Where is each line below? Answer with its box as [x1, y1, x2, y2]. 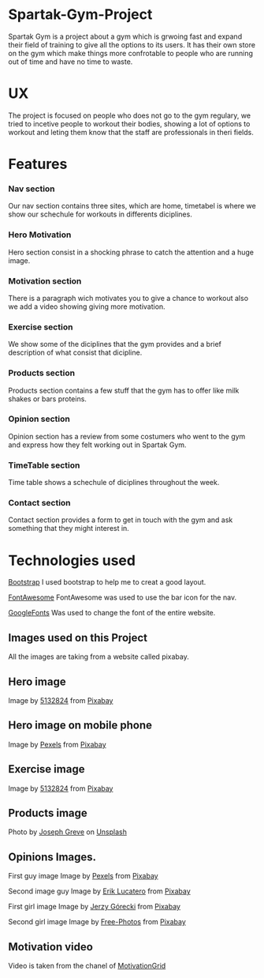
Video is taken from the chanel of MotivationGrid [8, 961, 166, 971]
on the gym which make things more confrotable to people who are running [8, 48, 254, 58]
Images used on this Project [8, 630, 148, 645]
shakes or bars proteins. [8, 393, 87, 404]
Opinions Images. [8, 850, 97, 863]
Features [8, 156, 68, 173]
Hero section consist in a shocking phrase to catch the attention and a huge [8, 247, 255, 257]
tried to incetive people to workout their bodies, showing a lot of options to [8, 118, 251, 128]
